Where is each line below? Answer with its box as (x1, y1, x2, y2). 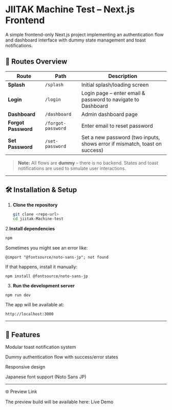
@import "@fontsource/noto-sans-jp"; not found (5, 255, 109, 260)
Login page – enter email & (81, 89, 145, 96)
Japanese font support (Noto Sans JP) (5, 374, 87, 380)
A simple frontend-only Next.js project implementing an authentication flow (5, 31, 164, 37)
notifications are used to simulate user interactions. (17, 165, 126, 171)
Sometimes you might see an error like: (5, 245, 88, 251)
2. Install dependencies (5, 226, 55, 232)
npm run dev (5, 292, 31, 298)
